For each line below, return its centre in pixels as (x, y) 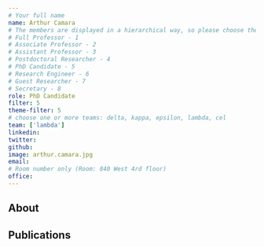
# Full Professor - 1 (44, 37)
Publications (40, 235)
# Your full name (37, 15)
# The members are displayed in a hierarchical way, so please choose (126, 30)
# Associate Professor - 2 (52, 45)
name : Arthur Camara (42, 23)
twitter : (22, 140)
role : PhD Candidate (42, 96)
